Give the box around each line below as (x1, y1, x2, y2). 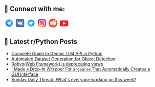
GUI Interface (11, 71, 39, 77)
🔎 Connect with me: (4, 5, 65, 13)
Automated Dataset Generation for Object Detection (11, 56, 116, 62)
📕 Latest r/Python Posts (4, 38, 78, 46)
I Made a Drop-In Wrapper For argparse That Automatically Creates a (11, 66, 150, 72)
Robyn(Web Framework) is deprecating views (11, 61, 103, 66)
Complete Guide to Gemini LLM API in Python (11, 50, 103, 56)
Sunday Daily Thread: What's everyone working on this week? (11, 76, 137, 82)
